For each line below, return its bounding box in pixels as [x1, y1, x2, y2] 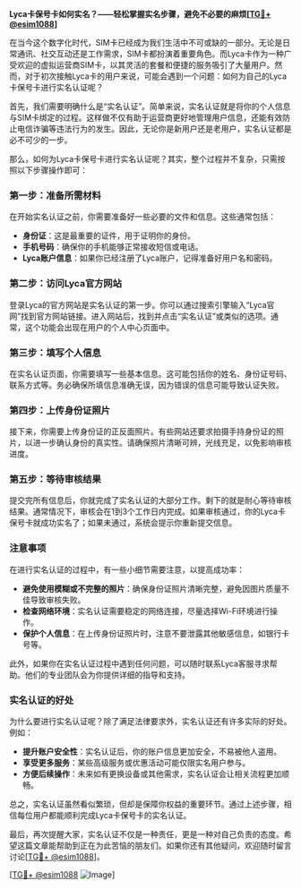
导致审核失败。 [30, 594, 86, 605]
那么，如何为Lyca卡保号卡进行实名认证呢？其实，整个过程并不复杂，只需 [9, 154, 278, 164]
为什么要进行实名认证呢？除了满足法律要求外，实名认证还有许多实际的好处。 [9, 716, 292, 727]
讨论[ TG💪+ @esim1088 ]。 [9, 851, 105, 862]
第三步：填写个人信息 [9, 346, 101, 359]
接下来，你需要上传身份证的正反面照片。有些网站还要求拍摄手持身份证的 [9, 426, 276, 437]
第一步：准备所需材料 [9, 189, 101, 201]
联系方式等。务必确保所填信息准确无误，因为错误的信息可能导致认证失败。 [9, 380, 284, 390]
